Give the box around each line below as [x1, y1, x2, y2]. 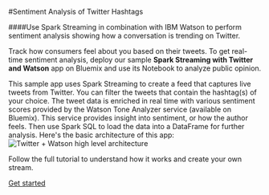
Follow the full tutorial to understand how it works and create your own [8, 154, 243, 164]
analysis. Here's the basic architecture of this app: [8, 130, 175, 140]
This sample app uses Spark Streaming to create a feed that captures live [8, 79, 251, 88]
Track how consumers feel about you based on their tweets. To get [8, 47, 230, 55]
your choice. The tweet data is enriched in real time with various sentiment [8, 96, 255, 105]
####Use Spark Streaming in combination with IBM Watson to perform [8, 22, 243, 31]
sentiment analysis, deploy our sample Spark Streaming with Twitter [24, 55, 254, 64]
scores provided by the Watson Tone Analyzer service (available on [8, 104, 231, 114]
